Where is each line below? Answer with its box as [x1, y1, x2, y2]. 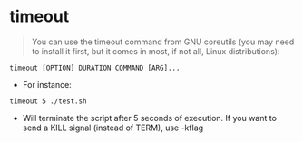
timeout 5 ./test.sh [9, 97, 88, 106]
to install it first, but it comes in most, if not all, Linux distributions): [31, 45, 280, 56]
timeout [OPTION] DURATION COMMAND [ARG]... [9, 63, 181, 72]
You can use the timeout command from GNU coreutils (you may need [31, 36, 295, 47]
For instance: [22, 79, 73, 90]
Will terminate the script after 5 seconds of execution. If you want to [22, 112, 277, 123]
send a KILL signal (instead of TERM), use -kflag [22, 122, 204, 133]
